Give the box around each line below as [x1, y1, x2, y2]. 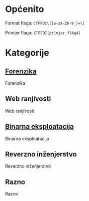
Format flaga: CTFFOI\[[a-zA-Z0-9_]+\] [5, 20, 85, 26]
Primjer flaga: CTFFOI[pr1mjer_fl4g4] [5, 29, 81, 35]
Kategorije [5, 47, 50, 58]
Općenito [5, 3, 44, 15]
